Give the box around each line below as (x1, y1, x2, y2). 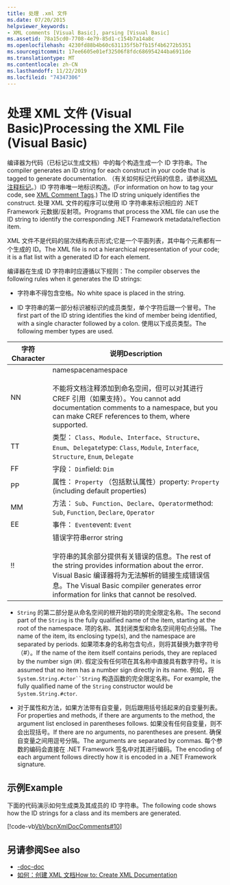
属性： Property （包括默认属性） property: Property (52, 477, 220, 487)
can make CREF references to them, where (52, 412, 190, 421)
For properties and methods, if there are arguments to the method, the (16, 711, 216, 720)
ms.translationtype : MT (7, 55, 75, 62)
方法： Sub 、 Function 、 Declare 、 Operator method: (52, 499, 214, 508)
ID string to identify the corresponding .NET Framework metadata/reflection (7, 215, 221, 224)
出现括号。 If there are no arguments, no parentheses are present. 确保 (23, 728, 222, 736)
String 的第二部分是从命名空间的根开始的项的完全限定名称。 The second (16, 609, 221, 617)
